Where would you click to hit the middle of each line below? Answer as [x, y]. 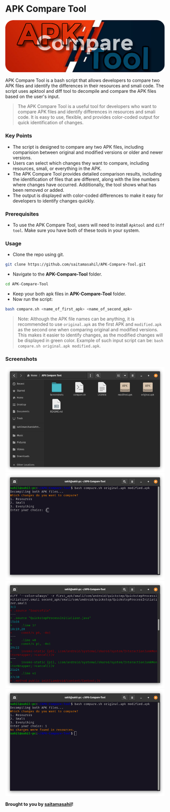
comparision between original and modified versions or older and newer [88, 152]
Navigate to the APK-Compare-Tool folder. [57, 274]
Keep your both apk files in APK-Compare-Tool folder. [69, 294]
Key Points [19, 136]
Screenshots [21, 359]
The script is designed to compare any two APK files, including [78, 147]
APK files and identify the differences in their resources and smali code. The [85, 86]
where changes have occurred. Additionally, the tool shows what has [84, 184]
